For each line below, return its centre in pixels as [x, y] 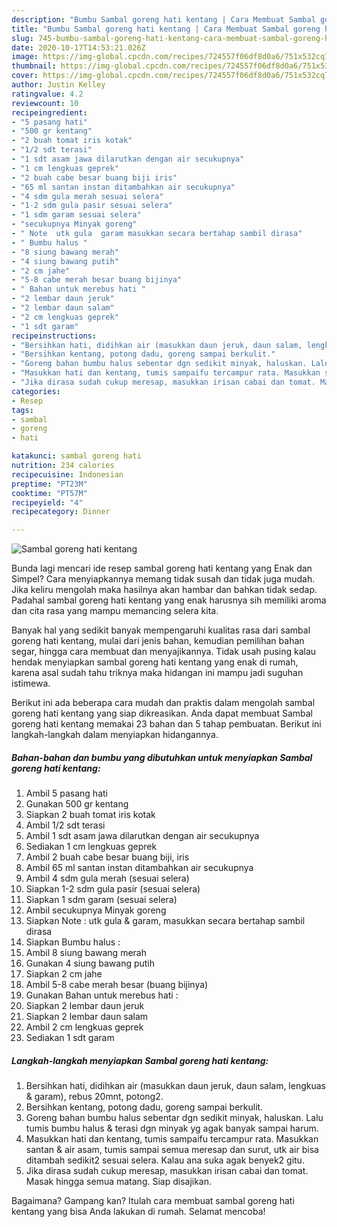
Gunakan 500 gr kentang [77, 804]
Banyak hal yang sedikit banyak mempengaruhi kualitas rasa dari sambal [161, 630]
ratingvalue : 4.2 [47, 94]
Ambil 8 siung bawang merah [86, 953]
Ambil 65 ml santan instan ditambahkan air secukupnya [139, 868]
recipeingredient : [49, 112]
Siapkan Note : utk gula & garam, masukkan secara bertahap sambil [165, 921]
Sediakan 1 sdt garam [70, 1038]
